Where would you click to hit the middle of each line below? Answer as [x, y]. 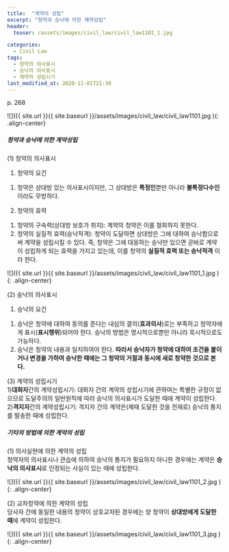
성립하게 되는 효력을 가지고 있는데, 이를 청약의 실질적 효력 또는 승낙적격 [119, 251]
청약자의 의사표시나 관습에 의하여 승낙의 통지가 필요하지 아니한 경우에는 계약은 [111, 459]
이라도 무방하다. [38, 196]
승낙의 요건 [32, 309]
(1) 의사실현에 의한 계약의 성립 [47, 451]
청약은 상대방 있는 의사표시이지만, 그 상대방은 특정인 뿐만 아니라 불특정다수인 [118, 188]
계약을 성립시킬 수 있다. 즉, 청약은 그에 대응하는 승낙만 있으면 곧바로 [114, 242]
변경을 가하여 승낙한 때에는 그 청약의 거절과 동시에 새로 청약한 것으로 [120, 358]
